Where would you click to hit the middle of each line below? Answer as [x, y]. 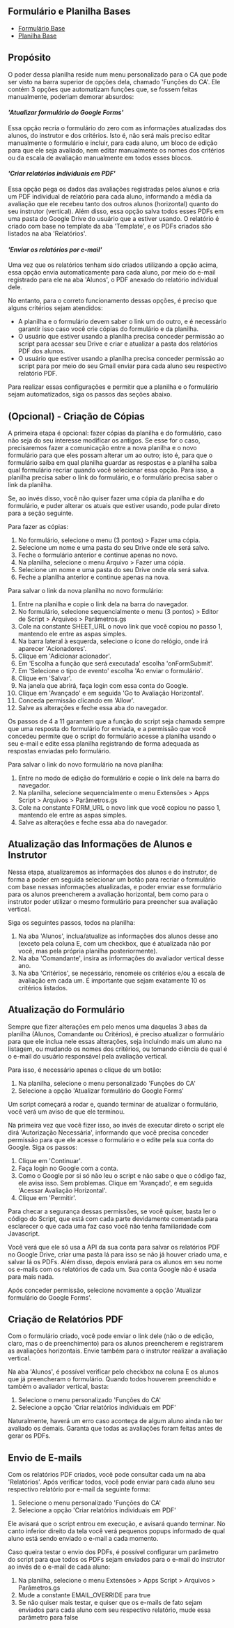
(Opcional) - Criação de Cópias [76, 416]
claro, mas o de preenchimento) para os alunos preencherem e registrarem [116, 1344]
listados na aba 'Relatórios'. [47, 233]
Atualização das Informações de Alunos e [100, 844]
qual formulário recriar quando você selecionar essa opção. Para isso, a [111, 470]
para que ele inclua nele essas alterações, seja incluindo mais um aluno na [115, 1041]
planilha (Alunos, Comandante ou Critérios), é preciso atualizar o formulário [116, 1034]
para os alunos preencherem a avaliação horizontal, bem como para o [108, 894]
